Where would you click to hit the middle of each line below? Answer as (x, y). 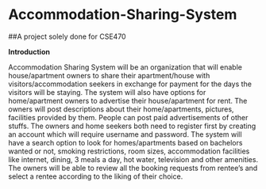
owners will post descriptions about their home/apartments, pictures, (121, 109)
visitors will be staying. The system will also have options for (107, 92)
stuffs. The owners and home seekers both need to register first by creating (132, 126)
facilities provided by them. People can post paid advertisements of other (128, 117)
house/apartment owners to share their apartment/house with (109, 75)
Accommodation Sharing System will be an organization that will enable (125, 67)
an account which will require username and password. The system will (125, 134)
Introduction (29, 51)
